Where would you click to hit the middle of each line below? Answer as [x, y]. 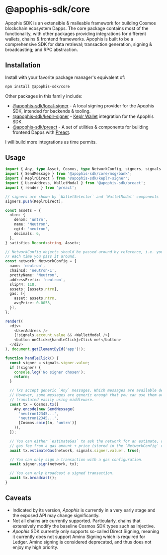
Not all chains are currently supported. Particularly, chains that [76, 521]
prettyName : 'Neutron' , [34, 275]
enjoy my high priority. [35, 547]
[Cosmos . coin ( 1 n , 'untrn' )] [47, 423]
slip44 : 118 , [23, 284]
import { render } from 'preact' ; [41, 188]
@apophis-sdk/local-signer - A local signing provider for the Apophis [83, 105]
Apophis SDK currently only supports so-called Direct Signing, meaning [86, 531]
